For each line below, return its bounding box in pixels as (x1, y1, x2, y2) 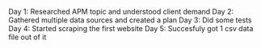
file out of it (8, 32, 47, 42)
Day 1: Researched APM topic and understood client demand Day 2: (8, 7, 234, 16)
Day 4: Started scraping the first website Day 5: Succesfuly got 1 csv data (8, 24, 254, 33)
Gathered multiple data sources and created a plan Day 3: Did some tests (8, 15, 252, 25)
